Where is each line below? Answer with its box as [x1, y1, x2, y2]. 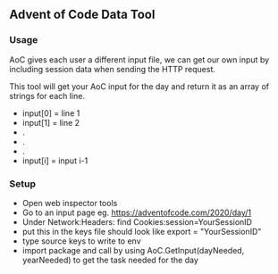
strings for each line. [9, 90, 85, 101]
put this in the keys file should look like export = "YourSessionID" [21, 226, 262, 237]
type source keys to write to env [21, 236, 141, 246]
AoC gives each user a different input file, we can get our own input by [9, 54, 270, 65]
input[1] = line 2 [21, 117, 80, 128]
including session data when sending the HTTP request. [9, 63, 216, 74]
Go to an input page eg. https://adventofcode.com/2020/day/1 [21, 207, 252, 218]
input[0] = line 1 [21, 107, 80, 119]
